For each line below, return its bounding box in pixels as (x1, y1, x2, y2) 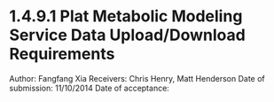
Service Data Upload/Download (9, 25, 246, 45)
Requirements (9, 44, 115, 64)
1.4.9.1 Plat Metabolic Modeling (9, 6, 243, 27)
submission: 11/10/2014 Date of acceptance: (9, 82, 170, 93)
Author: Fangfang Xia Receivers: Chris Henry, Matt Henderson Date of (9, 73, 266, 83)
